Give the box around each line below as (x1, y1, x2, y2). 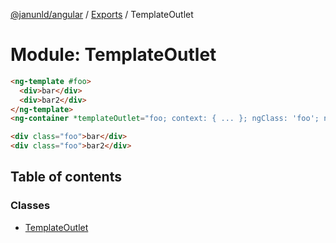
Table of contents (10, 169, 122, 186)
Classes (10, 199, 51, 213)
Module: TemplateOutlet (10, 44, 217, 66)
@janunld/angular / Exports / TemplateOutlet (10, 9, 194, 20)
